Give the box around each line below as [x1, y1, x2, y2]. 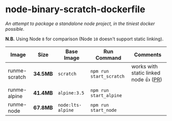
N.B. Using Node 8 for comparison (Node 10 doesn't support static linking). [5, 36, 164, 42]
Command [95, 54, 122, 61]
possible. [5, 26, 25, 32]
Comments [134, 51, 162, 58]
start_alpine [90, 92, 122, 98]
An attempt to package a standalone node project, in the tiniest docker [5, 20, 155, 27]
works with [131, 63, 158, 70]
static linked [131, 69, 161, 76]
